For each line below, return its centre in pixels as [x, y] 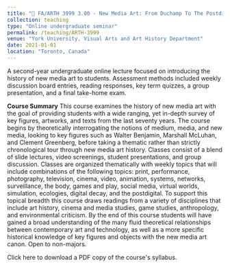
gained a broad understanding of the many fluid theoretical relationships [109, 222]
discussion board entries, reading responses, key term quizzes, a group [108, 85]
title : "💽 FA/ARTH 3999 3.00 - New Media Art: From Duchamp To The [105, 13]
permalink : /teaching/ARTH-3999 [53, 32]
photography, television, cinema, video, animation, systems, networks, [106, 178]
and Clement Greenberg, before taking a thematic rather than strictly [104, 142]
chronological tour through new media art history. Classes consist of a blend [115, 149]
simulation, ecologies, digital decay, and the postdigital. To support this [107, 193]
